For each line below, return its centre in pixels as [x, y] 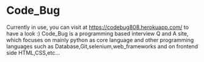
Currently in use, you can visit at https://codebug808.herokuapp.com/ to [98, 27]
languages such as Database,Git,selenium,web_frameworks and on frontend [102, 46]
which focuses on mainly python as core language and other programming [100, 40]
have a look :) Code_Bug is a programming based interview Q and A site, [97, 33]
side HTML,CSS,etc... [33, 52]
